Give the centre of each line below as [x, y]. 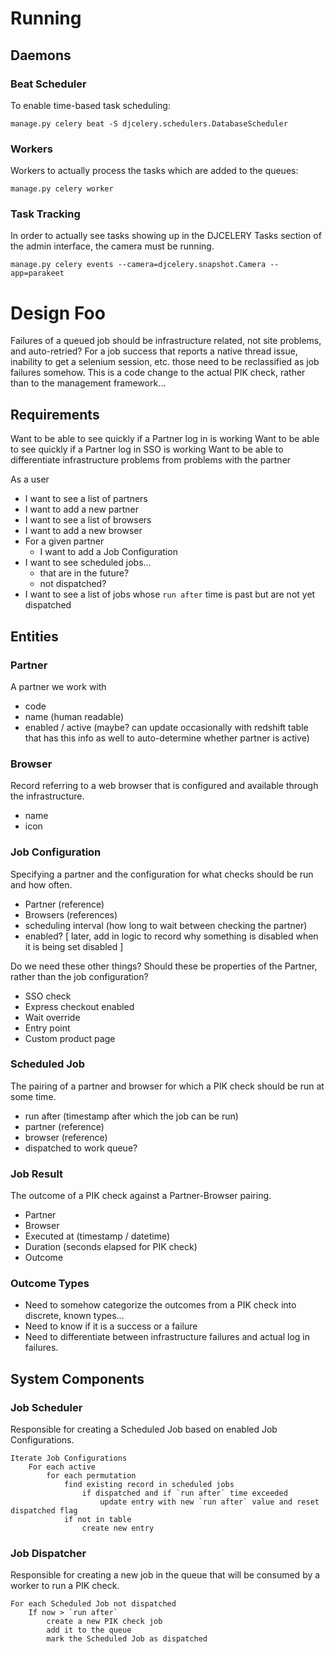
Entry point [47, 1028]
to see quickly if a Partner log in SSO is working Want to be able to [147, 449]
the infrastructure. [47, 796]
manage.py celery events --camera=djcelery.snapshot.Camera [138, 265]
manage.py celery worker [62, 189]
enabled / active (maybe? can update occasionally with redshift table [166, 727]
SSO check [48, 996]
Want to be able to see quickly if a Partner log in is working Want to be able [165, 439]
